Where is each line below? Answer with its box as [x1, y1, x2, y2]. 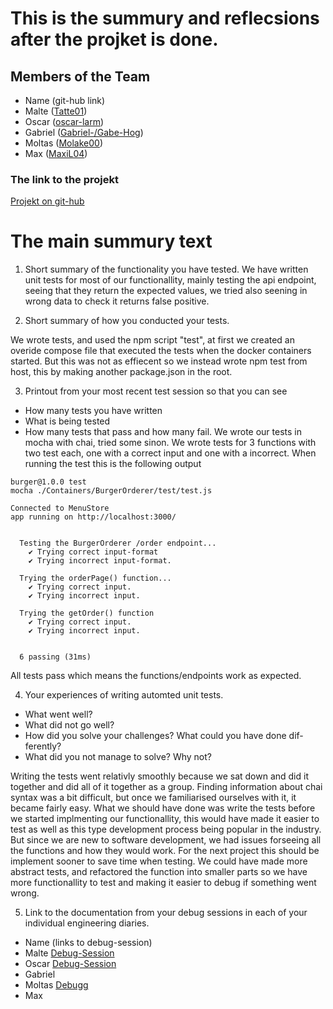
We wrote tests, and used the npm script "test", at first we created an [10, 334, 295, 346]
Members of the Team [10, 68, 151, 85]
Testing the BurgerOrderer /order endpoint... [19, 538, 217, 549]
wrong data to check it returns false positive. [24, 295, 210, 307]
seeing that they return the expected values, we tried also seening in [24, 285, 308, 297]
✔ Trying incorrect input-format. [28, 556, 172, 566]
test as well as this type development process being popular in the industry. [10, 823, 322, 836]
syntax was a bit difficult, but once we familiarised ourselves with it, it [10, 792, 297, 804]
